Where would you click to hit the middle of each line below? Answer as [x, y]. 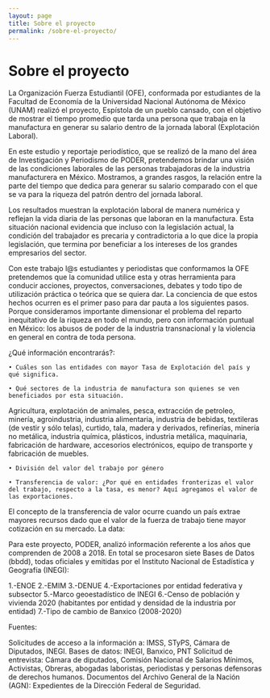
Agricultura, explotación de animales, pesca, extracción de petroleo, [122, 411]
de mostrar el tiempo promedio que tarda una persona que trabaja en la [127, 119]
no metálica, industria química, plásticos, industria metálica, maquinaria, [128, 437]
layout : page [30, 16]
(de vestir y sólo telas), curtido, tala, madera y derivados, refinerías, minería [134, 428]
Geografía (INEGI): [39, 571]
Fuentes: [23, 627]
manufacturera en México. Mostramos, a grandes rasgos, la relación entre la [135, 178]
